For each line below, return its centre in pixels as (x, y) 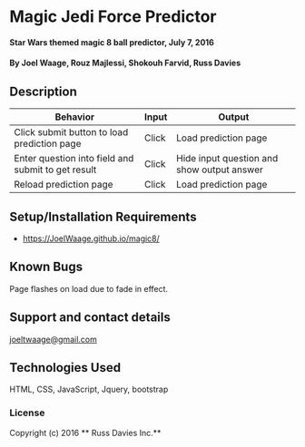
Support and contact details (90, 318)
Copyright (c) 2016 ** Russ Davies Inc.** (85, 432)
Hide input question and (227, 159)
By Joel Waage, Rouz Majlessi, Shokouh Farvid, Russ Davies (125, 63)
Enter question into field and (74, 159)
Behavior (75, 117)
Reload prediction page (64, 185)
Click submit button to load (71, 132)
